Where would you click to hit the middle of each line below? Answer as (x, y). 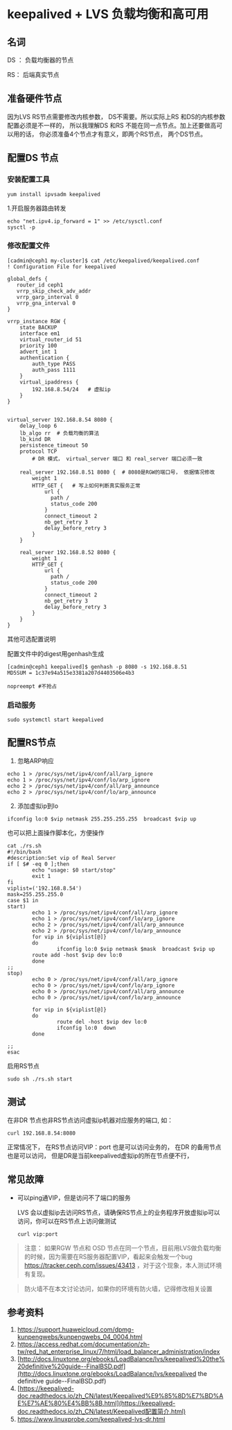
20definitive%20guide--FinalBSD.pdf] (71, 1366)
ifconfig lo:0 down (86, 1028)
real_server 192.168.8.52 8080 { (68, 552)
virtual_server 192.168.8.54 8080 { (60, 420)
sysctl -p (21, 227)
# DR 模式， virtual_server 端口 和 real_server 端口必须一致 (117, 458)
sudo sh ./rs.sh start (40, 1079)
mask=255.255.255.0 (35, 894)
